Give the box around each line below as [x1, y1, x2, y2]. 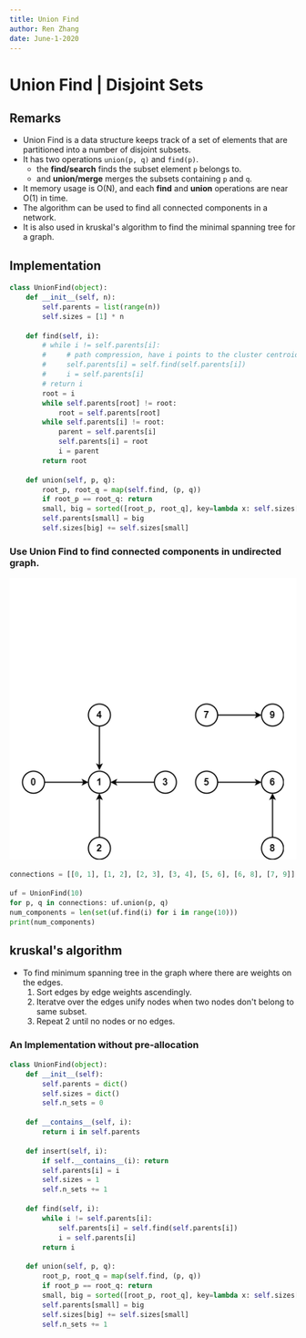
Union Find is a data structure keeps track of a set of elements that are [22, 135, 289, 146]
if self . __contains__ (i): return [42, 1156, 169, 1166]
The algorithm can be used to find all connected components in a [22, 202, 268, 213]
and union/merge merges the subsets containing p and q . [36, 173, 252, 184]
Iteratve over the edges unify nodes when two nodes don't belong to [36, 996, 294, 1007]
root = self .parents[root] [57, 408, 161, 417]
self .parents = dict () [42, 1079, 128, 1088]
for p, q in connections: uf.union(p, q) [9, 899, 169, 908]
